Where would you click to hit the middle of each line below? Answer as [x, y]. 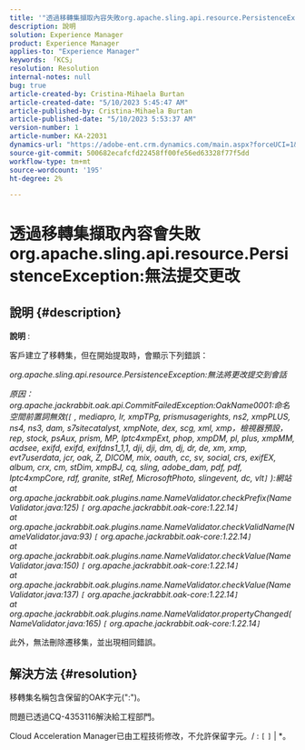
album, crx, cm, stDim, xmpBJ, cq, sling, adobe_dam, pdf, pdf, [126, 467]
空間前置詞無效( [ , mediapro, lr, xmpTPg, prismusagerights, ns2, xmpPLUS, [150, 417]
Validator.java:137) [44, 595]
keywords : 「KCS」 [43, 60]
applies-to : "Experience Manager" [75, 52]
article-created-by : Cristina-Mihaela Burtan [97, 94]
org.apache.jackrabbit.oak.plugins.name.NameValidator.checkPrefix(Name [151, 498]
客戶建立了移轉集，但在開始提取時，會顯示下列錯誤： [109, 355]
